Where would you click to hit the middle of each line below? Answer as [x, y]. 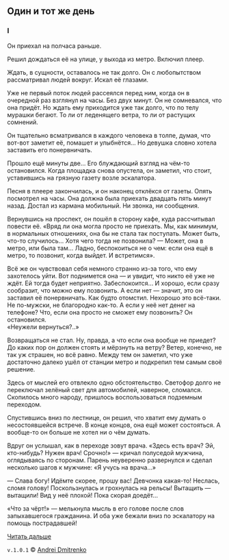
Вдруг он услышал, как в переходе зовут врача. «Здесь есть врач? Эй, [111, 446]
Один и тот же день [51, 11]
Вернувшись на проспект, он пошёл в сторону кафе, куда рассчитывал [111, 219]
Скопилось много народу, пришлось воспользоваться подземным [105, 397]
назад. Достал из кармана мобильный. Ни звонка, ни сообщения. [103, 206]
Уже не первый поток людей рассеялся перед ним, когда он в [98, 93]
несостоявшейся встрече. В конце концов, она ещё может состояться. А [114, 425]
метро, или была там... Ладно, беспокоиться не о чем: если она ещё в [110, 248]
